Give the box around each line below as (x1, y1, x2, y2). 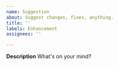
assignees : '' (6, 31, 42, 37)
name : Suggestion (6, 8, 50, 15)
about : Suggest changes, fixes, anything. (6, 14, 114, 20)
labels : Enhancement (6, 25, 58, 32)
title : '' (6, 20, 31, 26)
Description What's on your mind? (6, 53, 92, 60)
